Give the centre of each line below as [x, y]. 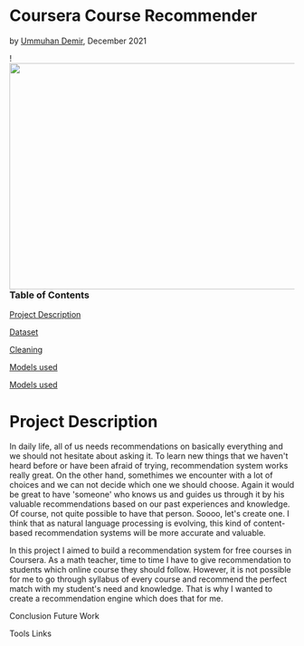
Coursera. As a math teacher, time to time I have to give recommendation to [150, 560]
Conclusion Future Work [54, 616]
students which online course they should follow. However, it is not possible [150, 570]
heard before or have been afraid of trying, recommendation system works [149, 466]
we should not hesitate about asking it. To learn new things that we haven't [149, 456]
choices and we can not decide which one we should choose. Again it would [152, 485]
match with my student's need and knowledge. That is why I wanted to [141, 589]
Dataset [24, 332]
